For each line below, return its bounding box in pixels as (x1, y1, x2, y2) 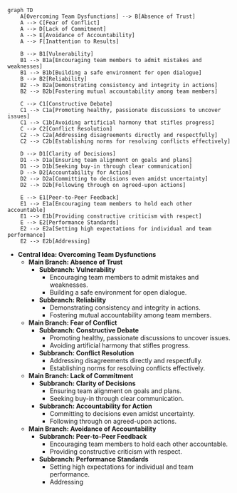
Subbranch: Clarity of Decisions (38, 379, 136, 387)
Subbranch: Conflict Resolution (38, 349, 135, 357)
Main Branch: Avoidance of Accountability (28, 425, 157, 433)
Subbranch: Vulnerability (38, 265, 115, 274)
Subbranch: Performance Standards (38, 455, 149, 463)
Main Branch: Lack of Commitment (28, 372, 134, 380)
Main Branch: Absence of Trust (28, 258, 123, 266)
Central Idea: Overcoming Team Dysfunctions (17, 250, 157, 258)
